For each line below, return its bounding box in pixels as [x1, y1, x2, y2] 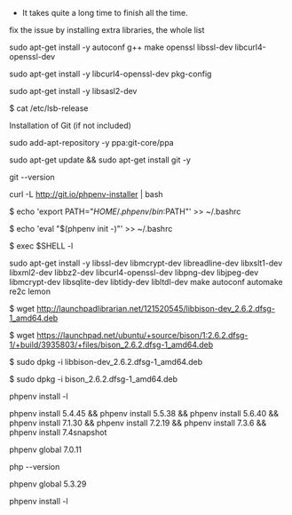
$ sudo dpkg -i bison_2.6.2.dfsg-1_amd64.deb [9, 374, 178, 384]
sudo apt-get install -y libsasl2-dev [9, 86, 138, 96]
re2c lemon [9, 286, 51, 297]
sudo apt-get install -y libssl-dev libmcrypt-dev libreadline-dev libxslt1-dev [9, 257, 283, 268]
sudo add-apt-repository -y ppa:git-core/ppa [9, 138, 175, 147]
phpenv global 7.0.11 [9, 444, 83, 455]
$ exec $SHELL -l [9, 241, 74, 251]
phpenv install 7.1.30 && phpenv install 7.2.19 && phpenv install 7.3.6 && [9, 417, 267, 428]
